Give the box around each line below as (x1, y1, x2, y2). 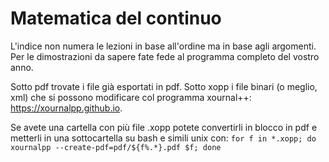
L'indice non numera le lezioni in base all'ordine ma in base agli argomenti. (10, 40, 317, 52)
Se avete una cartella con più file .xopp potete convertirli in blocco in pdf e (10, 121, 318, 133)
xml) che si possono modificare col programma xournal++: (10, 91, 252, 103)
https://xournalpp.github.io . (10, 102, 123, 114)
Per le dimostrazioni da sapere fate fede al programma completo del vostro (10, 50, 320, 62)
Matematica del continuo (10, 7, 222, 30)
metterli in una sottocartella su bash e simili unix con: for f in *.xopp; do (10, 132, 317, 144)
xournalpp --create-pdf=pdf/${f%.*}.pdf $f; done (10, 142, 222, 152)
